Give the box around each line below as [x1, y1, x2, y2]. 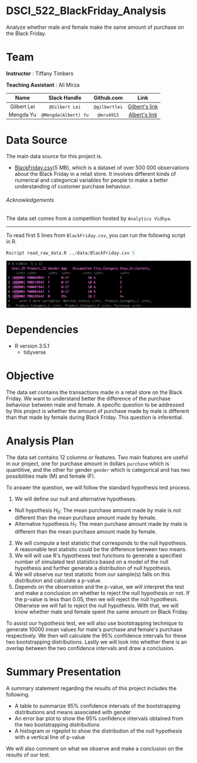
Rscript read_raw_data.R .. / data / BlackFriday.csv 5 [6, 250, 135, 256]
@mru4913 [97, 112, 119, 118]
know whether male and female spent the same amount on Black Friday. [14, 608, 189, 615]
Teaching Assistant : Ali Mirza [6, 81, 80, 88]
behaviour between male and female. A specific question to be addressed [6, 401, 185, 408]
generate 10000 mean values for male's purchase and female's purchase [6, 626, 183, 633]
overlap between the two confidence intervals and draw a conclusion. [6, 645, 175, 652]
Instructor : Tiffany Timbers [6, 69, 74, 77]
